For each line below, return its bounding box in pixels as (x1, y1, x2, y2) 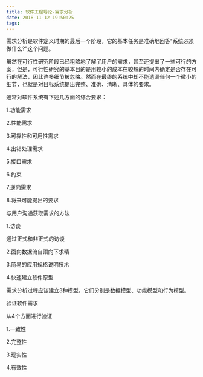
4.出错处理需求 (6, 145, 43, 152)
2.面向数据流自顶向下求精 (6, 248, 69, 255)
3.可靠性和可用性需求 (6, 132, 59, 139)
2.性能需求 (6, 119, 33, 127)
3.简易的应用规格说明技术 (6, 261, 69, 269)
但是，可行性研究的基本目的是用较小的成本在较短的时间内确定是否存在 (16, 65, 192, 73)
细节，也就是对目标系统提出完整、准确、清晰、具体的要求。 (6, 81, 155, 88)
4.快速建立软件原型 (6, 274, 54, 281)
